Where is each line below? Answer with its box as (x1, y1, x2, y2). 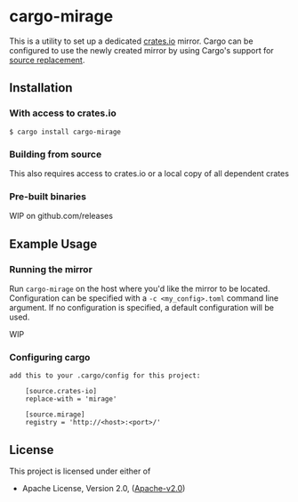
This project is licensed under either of (9, 466, 151, 477)
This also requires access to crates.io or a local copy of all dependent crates (9, 167, 289, 179)
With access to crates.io (9, 107, 117, 119)
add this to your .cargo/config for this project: (9, 371, 201, 380)
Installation (9, 80, 73, 95)
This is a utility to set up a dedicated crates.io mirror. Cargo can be (9, 36, 254, 46)
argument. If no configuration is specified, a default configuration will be (9, 302, 274, 312)
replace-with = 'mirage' (25, 394, 117, 404)
